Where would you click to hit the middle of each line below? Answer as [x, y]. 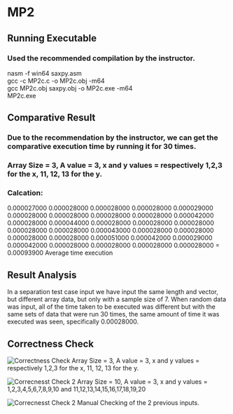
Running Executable [52, 38]
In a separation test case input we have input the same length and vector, [113, 292]
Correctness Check [51, 343]
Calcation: [25, 193]
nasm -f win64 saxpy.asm [45, 73]
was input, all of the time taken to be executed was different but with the [111, 307]
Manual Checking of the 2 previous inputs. [138, 403]
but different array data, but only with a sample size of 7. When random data [117, 300]
